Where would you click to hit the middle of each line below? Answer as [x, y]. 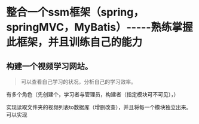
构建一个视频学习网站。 [49, 66]
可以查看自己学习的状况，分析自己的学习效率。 [78, 82]
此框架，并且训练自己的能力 [74, 42]
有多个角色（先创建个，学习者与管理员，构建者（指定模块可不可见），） [93, 94]
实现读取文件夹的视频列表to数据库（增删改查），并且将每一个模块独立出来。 [99, 107]
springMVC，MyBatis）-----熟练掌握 [99, 27]
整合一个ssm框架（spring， [75, 12]
